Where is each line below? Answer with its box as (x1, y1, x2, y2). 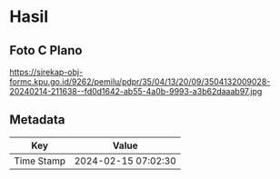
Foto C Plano (9, 43, 83, 58)
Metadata (9, 112, 65, 128)
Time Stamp (14, 154, 66, 167)
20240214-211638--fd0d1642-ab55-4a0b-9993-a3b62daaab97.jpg (9, 86, 263, 96)
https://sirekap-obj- (9, 66, 84, 77)
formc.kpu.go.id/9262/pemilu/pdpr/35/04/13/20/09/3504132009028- (9, 76, 271, 87)
